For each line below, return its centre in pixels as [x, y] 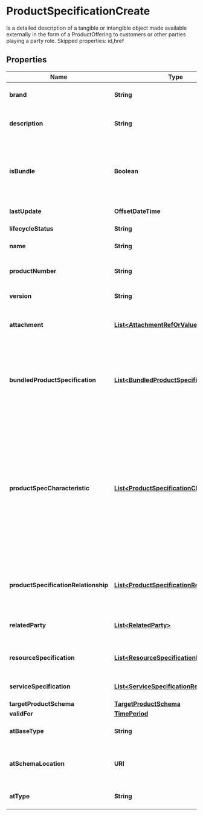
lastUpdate [25, 211]
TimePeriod [131, 714]
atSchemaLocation [37, 763]
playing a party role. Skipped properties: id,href [65, 41]
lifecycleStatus [31, 228]
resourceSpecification [42, 657]
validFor [21, 714]
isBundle [22, 171]
